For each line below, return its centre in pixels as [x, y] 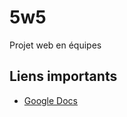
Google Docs [50, 100]
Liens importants [63, 76]
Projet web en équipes [55, 45]
